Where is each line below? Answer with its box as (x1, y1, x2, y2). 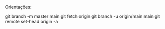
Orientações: (5, 4, 32, 10)
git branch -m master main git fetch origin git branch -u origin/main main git (5, 14, 160, 19)
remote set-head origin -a (5, 19, 58, 24)
